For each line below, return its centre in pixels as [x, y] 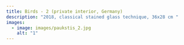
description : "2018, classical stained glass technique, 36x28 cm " [92, 17]
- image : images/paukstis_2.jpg [51, 28]
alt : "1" [28, 33]
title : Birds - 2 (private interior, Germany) [64, 11]
